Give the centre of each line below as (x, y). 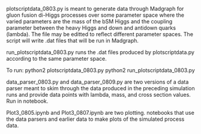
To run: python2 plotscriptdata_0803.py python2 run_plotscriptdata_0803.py (100, 70)
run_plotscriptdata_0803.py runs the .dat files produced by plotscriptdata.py (100, 52)
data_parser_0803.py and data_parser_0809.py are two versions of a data (97, 82)
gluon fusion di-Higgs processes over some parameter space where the (95, 15)
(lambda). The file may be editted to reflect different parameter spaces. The (100, 34)
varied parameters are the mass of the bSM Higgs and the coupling (89, 21)
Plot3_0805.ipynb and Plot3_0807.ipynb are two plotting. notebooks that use (100, 113)
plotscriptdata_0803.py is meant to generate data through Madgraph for (95, 9)
